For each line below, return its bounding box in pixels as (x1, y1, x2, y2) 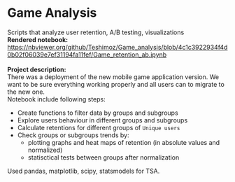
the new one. (7, 87, 45, 96)
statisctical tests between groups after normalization (27, 153, 180, 162)
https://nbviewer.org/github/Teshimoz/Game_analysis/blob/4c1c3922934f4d (7, 43, 228, 51)
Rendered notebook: (7, 35, 69, 43)
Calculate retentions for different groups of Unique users (17, 123, 180, 132)
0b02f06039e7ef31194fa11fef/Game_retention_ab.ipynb (7, 50, 167, 59)
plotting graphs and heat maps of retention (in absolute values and (27, 138, 220, 146)
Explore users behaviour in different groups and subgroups (17, 115, 188, 124)
